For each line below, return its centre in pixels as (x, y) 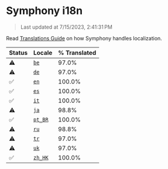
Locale (43, 53)
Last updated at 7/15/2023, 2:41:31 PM (66, 27)
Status (18, 53)
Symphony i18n (44, 11)
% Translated (77, 53)
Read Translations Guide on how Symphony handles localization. (84, 38)
